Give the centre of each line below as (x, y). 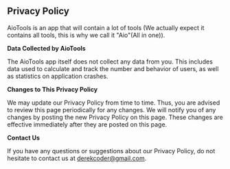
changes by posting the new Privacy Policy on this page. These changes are (115, 117)
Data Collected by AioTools (46, 48)
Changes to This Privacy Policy (53, 89)
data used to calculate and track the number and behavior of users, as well (113, 68)
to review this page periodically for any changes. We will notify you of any (112, 109)
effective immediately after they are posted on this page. (87, 124)
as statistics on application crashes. (58, 76)
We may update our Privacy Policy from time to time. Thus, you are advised (114, 103)
